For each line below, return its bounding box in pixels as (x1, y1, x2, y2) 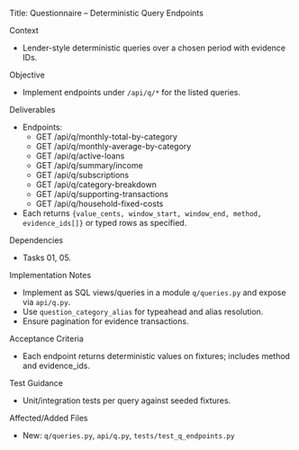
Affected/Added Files (9, 413, 88, 423)
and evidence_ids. (22, 360, 90, 371)
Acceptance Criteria (9, 333, 84, 344)
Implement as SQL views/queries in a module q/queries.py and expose (22, 287, 286, 298)
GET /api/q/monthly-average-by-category (35, 141, 192, 151)
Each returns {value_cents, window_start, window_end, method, (22, 208, 262, 219)
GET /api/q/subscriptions (35, 170, 129, 180)
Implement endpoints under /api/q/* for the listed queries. (22, 87, 241, 97)
